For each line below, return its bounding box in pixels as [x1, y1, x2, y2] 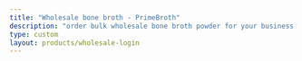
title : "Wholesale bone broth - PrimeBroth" [9, 13, 180, 22]
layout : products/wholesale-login [9, 38, 141, 48]
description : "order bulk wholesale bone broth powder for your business [9, 22, 295, 30]
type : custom [9, 30, 59, 39]
